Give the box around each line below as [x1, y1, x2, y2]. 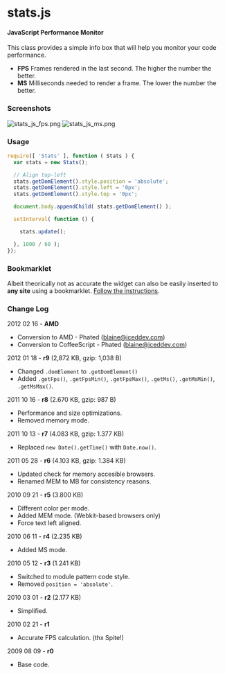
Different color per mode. [17, 504, 90, 513]
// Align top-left [13, 171, 67, 178]
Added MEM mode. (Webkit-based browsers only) [17, 511, 161, 520]
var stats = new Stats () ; [13, 159, 89, 166]
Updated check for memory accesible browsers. [17, 470, 156, 479]
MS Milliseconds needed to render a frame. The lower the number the [17, 79, 217, 87]
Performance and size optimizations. [17, 409, 123, 417]
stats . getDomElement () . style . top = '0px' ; [13, 190, 138, 198]
